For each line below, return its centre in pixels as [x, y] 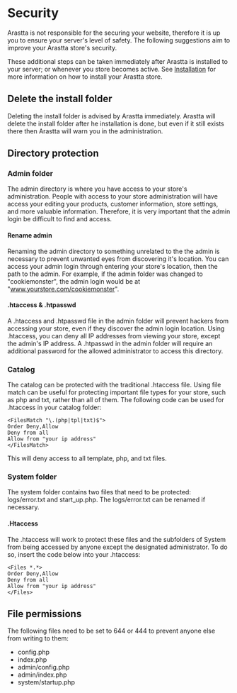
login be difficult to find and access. [59, 219]
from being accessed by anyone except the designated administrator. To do [117, 547]
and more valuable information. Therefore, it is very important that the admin [119, 211]
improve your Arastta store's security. [62, 48]
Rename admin [30, 235]
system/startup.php [46, 682]
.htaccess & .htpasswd [42, 305]
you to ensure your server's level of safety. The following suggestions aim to [119, 40]
